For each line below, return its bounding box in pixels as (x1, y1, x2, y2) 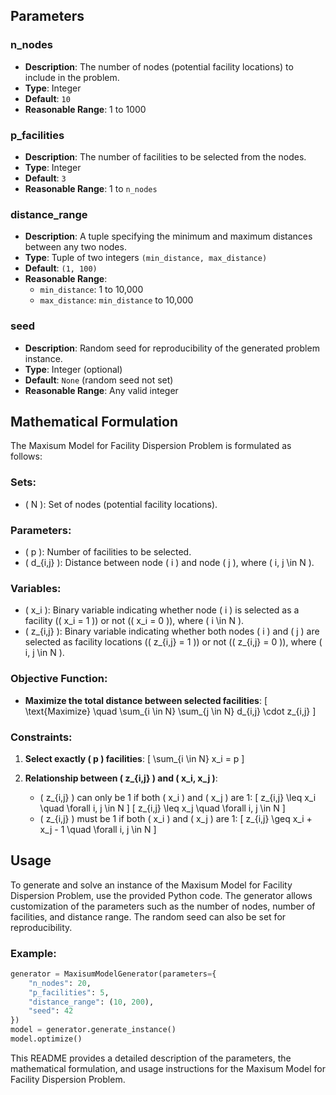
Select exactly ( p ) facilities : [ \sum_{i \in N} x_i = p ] (24, 752, 245, 764)
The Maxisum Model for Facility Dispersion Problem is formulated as (10, 440, 292, 452)
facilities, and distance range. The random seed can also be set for (10, 910, 287, 923)
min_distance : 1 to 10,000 (39, 284, 144, 296)
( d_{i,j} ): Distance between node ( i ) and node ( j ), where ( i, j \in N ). (24, 556, 315, 568)
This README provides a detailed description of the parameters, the (10, 1052, 292, 1064)
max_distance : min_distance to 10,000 (39, 294, 194, 306)
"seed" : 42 (28, 1006, 74, 1016)
